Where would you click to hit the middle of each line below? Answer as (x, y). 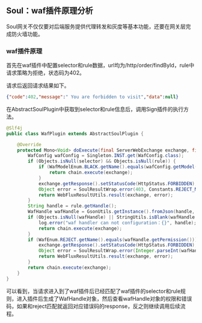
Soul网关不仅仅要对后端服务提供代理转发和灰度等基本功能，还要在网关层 (96, 26)
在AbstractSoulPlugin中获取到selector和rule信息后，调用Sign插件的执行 (95, 109)
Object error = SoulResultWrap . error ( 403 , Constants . (107, 189)
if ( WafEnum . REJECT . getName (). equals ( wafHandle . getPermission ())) (113, 239)
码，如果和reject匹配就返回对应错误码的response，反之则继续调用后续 (93, 306)
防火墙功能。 (27, 34)
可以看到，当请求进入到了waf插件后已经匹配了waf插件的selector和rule (93, 291)
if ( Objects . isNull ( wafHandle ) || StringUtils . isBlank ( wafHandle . (113, 217)
